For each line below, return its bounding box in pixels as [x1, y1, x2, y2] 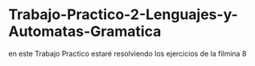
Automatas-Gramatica [8, 22, 162, 41]
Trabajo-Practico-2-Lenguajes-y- [8, 6, 239, 24]
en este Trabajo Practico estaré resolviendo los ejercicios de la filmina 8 [8, 49, 247, 58]
